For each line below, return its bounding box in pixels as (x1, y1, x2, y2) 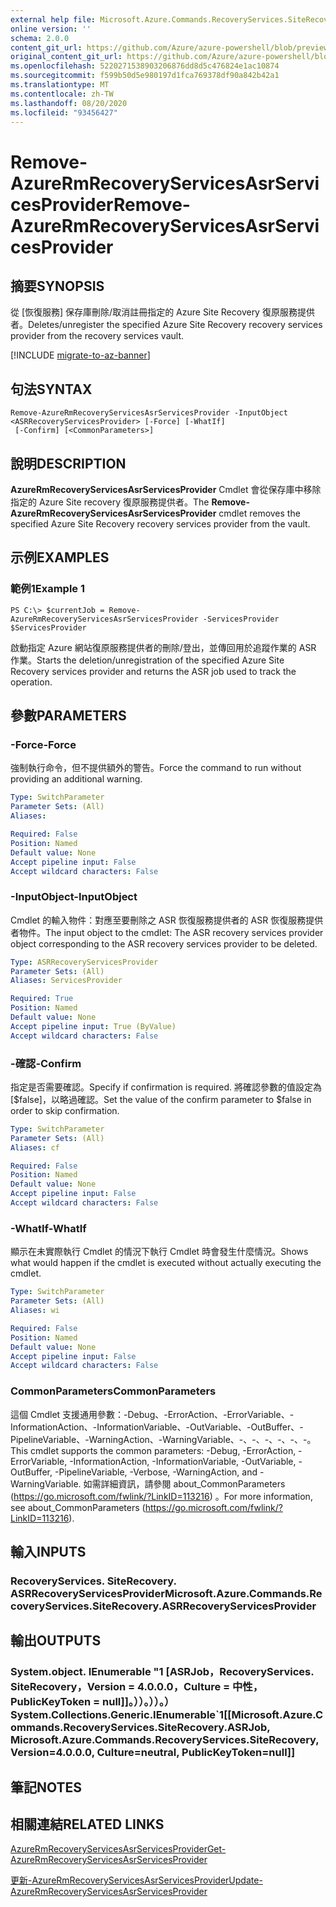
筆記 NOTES (10, 1779, 83, 1796)
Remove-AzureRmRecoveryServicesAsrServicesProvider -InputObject (10, 408, 288, 418)
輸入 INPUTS (10, 1543, 87, 1560)
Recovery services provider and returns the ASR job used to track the (10, 665, 297, 677)
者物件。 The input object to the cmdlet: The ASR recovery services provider (10, 926, 324, 938)
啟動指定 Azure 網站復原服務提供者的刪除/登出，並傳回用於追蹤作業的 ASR (10, 641, 317, 653)
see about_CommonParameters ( (10, 1501, 146, 1513)
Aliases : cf (10, 1142, 60, 1153)
